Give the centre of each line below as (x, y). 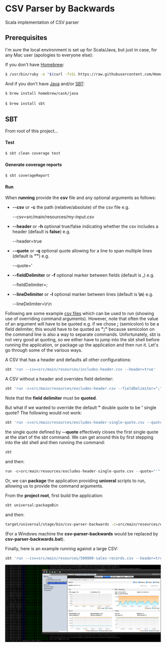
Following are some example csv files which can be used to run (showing (80, 314)
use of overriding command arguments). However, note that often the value (82, 319)
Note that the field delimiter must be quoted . (51, 398)
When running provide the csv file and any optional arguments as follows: (81, 198)
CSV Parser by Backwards (60, 9)
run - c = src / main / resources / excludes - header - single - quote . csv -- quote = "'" (83, 471)
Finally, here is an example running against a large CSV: (62, 548)
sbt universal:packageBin (32, 505)
